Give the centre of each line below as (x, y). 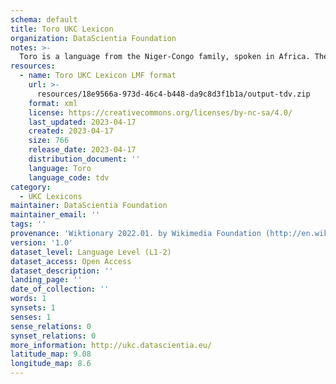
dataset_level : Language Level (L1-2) (91, 252)
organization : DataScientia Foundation (93, 38)
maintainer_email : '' (55, 215)
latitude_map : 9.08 (51, 354)
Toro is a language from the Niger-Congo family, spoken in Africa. (165, 57)
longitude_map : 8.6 (51, 364)
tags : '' (28, 224)
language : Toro (60, 168)
